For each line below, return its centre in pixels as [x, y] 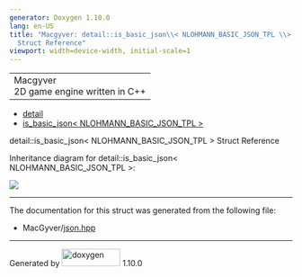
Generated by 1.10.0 [76, 264]
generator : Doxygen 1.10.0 [60, 18]
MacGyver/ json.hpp [59, 228]
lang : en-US [31, 26]
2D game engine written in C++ [80, 92]
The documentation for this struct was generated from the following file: [143, 210]
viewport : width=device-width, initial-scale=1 [100, 51]
